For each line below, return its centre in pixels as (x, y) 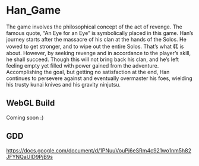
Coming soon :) (25, 117)
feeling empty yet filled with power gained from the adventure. (83, 65)
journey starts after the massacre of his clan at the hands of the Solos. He (97, 39)
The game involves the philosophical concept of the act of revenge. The (94, 27)
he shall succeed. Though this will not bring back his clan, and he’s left (93, 59)
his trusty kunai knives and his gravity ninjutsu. (63, 84)
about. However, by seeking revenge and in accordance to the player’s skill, (99, 53)
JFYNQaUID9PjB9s (30, 157)
